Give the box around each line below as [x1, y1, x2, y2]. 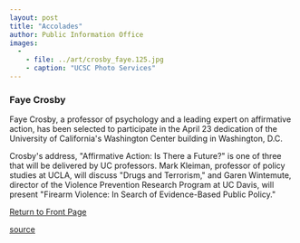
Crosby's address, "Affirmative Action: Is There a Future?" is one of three [9, 151, 282, 162]
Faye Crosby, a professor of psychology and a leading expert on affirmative [9, 114, 292, 125]
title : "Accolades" [9, 22, 83, 31]
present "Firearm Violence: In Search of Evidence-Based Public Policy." [9, 189, 276, 200]
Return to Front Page [9, 207, 87, 218]
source [9, 224, 36, 235]
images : [9, 38, 39, 48]
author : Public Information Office [9, 30, 144, 39]
